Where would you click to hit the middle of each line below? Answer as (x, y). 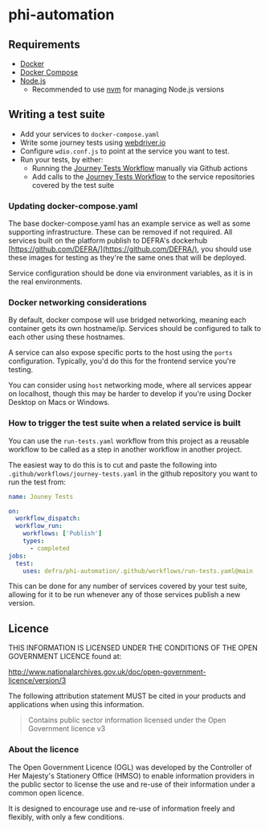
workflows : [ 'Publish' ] (63, 534)
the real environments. (45, 282)
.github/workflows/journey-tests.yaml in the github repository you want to (133, 473)
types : (34, 541)
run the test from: (37, 482)
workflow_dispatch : (48, 519)
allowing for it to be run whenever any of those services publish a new (124, 595)
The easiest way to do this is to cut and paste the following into (113, 464)
